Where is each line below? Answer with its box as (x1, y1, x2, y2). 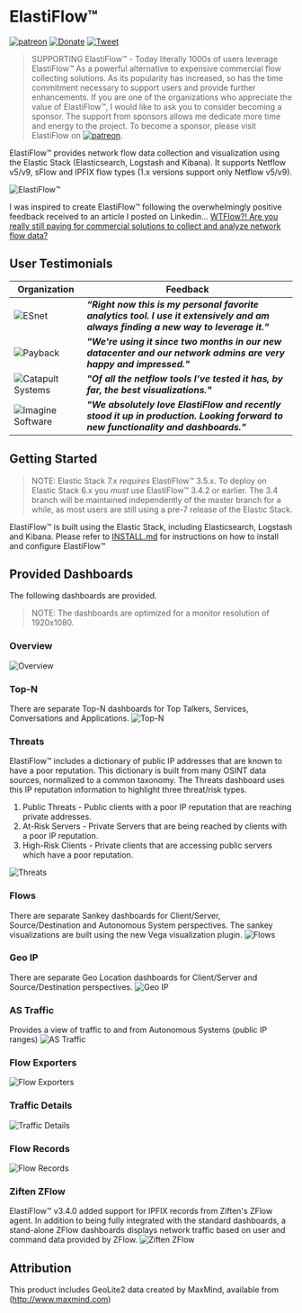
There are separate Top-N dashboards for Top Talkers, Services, (9, 703, 249, 714)
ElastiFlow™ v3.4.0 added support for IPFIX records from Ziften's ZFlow (9, 1206, 273, 1217)
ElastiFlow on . (31, 130, 123, 140)
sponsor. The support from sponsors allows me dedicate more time (31, 111, 281, 121)
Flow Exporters (9, 1057, 77, 1069)
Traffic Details (9, 1100, 73, 1112)
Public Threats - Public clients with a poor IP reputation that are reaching (22, 802, 292, 813)
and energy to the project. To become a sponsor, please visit (31, 120, 256, 131)
